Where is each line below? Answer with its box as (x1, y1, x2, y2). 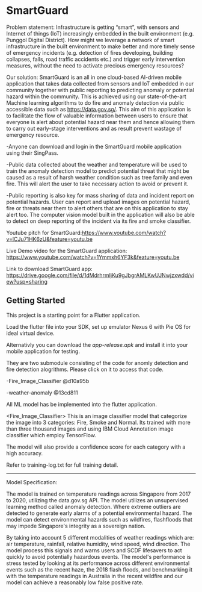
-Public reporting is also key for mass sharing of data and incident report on (6, 192, 194, 199)
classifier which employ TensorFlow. (6, 431, 96, 438)
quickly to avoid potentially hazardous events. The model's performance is (6, 553, 191, 560)
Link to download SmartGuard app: (6, 265, 93, 272)
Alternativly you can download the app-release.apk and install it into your (6, 341, 188, 348)
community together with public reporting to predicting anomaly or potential (6, 86, 194, 93)
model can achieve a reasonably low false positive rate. (6, 579, 144, 586)
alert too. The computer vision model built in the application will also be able (6, 211, 195, 218)
